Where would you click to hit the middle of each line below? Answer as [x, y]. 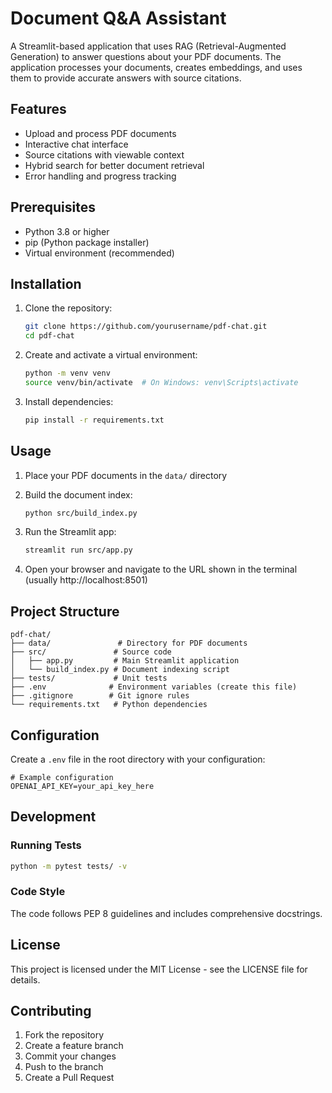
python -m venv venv [67, 373]
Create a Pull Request [69, 1078]
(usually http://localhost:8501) [86, 580]
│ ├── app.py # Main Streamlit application [125, 661]
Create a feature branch [74, 1046]
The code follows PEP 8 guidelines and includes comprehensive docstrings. [166, 913]
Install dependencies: [69, 401]
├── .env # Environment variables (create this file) [154, 687]
